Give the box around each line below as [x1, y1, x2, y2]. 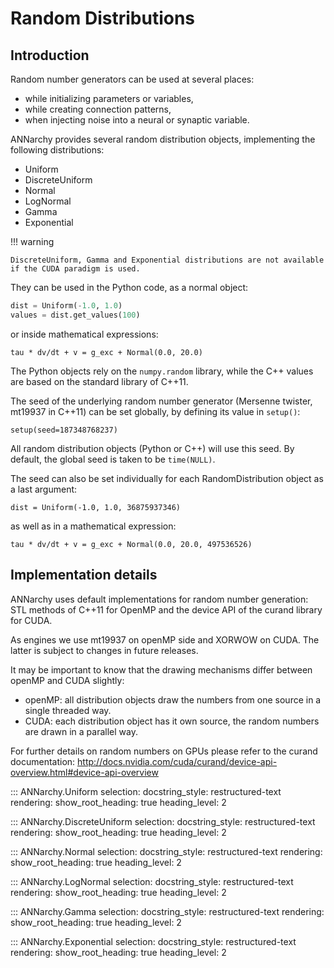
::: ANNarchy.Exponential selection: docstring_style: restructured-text [10, 935, 297, 947]
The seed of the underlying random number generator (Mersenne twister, [10, 395, 313, 407]
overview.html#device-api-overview [10, 766, 159, 778]
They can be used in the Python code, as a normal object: [10, 282, 249, 293]
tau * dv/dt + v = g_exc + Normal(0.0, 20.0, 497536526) [10, 539, 253, 549]
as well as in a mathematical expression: [10, 520, 177, 532]
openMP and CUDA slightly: [10, 674, 125, 686]
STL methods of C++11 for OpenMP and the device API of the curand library [10, 603, 323, 616]
